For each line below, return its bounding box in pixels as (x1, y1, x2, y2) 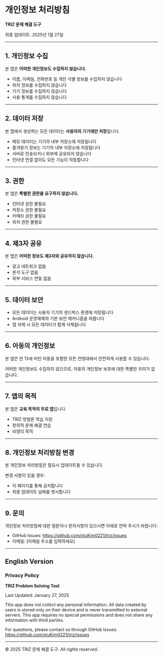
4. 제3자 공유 (5, 239, 42, 248)
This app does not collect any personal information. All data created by (5, 602, 147, 607)
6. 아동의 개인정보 (5, 342, 55, 350)
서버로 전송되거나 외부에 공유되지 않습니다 (12, 151, 92, 156)
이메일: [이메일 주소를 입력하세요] (12, 539, 75, 544)
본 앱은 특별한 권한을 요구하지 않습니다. (5, 190, 79, 197)
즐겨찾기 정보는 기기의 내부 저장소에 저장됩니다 (12, 144, 100, 151)
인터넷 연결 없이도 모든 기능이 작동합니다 (12, 156, 89, 163)
